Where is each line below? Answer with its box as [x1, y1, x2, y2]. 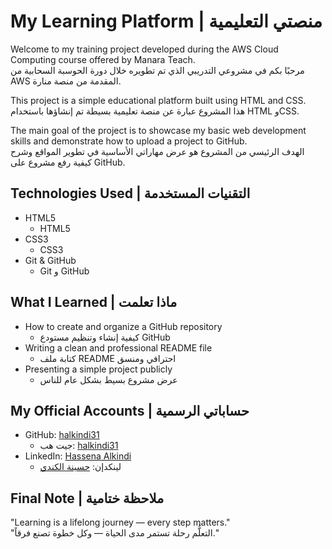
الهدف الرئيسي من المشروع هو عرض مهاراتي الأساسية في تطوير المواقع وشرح [10, 145, 305, 157]
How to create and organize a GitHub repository [24, 320, 223, 332]
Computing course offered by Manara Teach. [10, 53, 196, 65]
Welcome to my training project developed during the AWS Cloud [10, 43, 279, 55]
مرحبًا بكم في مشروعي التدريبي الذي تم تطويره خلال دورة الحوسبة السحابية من [10, 64, 305, 76]
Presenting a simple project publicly [24, 363, 173, 375]
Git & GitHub [24, 254, 77, 266]
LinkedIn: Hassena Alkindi [24, 450, 132, 462]
